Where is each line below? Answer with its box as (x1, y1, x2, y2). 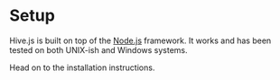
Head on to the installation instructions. (9, 62, 155, 73)
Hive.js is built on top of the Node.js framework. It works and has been (9, 35, 272, 46)
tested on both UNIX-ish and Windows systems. (9, 44, 188, 55)
